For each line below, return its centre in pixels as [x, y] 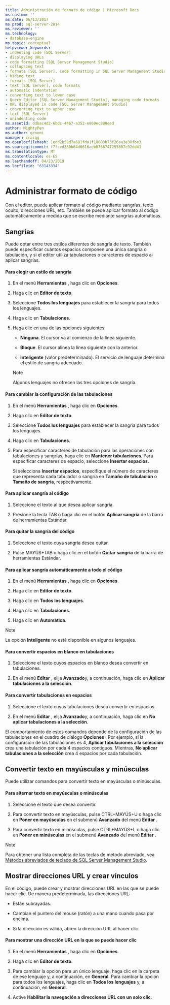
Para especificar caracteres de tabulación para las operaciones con [83, 450]
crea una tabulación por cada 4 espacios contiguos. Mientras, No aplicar [81, 748]
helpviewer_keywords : [28, 48]
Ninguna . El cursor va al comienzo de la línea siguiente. [78, 338]
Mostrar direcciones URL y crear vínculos [72, 876]
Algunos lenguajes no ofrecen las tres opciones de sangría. [74, 383]
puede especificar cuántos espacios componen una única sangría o [76, 249]
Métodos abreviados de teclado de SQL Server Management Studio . [76, 860]
